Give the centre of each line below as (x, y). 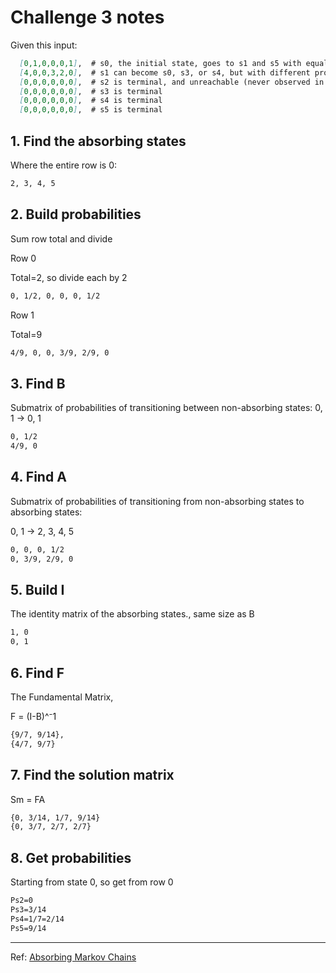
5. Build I (37, 589)
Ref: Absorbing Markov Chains (73, 957)
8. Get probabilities (71, 857)
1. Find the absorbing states (98, 141)
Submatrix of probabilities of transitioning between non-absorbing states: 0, (166, 408)
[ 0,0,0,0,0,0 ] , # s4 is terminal (91, 101)
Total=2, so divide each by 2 (69, 277)
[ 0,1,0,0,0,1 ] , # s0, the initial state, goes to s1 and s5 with (160, 63)
